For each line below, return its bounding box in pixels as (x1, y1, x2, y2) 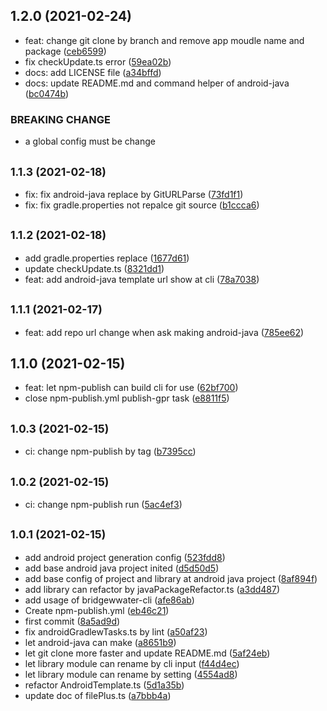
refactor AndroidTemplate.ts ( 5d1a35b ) (24, 679, 185, 691)
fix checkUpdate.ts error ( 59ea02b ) (24, 55, 172, 68)
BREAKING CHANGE (10, 112, 111, 126)
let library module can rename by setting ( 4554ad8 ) (24, 668, 238, 680)
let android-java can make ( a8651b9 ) (24, 636, 177, 648)
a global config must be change (24, 135, 156, 148)
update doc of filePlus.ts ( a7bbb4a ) (24, 689, 172, 701)
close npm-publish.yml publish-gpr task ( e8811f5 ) (24, 392, 230, 404)
